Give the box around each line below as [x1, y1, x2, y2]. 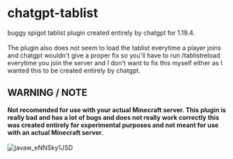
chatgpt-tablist [7, 5, 98, 21]
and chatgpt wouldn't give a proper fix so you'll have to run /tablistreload [7, 51, 220, 60]
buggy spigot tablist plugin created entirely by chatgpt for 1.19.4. [7, 28, 195, 37]
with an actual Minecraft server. [7, 128, 104, 136]
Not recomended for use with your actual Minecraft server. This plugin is [7, 105, 227, 114]
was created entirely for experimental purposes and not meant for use [7, 121, 219, 129]
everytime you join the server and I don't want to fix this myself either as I [7, 58, 222, 67]
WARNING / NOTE [7, 87, 87, 99]
